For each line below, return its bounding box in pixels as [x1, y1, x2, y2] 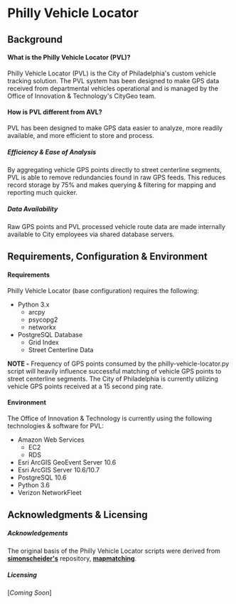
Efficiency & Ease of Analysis [7, 147, 97, 156]
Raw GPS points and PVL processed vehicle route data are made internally [7, 222, 226, 231]
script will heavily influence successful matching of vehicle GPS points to [7, 366, 222, 375]
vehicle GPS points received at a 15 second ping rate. [7, 382, 163, 391]
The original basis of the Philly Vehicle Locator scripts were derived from [7, 546, 220, 556]
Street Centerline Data [28, 345, 94, 354]
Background [7, 33, 63, 46]
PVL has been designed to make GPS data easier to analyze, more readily [7, 123, 222, 132]
